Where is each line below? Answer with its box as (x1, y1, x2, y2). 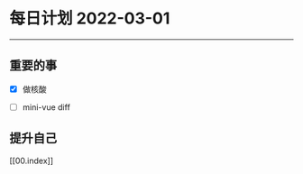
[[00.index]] (9, 155, 54, 166)
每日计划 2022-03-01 (9, 8, 170, 29)
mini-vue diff (22, 101, 70, 113)
